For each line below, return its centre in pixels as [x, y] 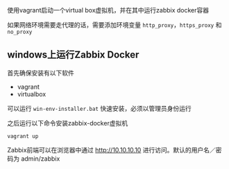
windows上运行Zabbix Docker [73, 55]
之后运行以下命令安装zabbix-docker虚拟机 [68, 123]
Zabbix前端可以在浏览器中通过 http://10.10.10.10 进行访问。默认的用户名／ [112, 150]
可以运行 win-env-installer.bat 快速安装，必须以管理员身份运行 [100, 108]
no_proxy [20, 32]
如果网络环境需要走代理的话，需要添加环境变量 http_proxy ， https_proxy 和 [114, 25]
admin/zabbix [40, 159]
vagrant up [23, 136]
